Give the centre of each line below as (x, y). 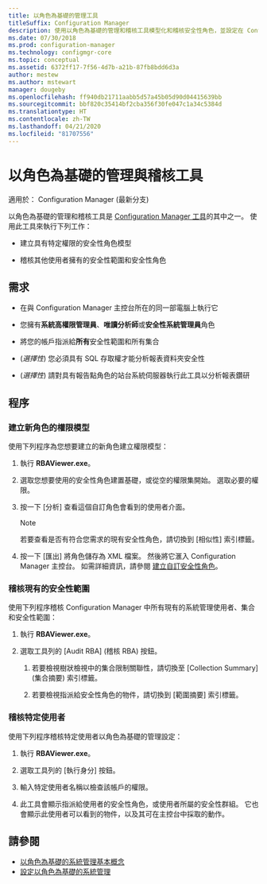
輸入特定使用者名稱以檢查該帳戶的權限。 (86, 787)
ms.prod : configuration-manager (62, 45)
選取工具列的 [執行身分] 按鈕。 (70, 770)
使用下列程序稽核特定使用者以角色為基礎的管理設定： (95, 736)
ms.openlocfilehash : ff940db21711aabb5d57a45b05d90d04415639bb (115, 97)
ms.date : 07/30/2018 (43, 38)
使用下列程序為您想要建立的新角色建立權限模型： (88, 447)
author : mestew (33, 75)
